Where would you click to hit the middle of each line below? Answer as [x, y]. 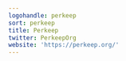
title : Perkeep [33, 30]
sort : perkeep [32, 23]
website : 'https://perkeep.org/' [64, 45]
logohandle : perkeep [43, 15]
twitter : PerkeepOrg [43, 38]
